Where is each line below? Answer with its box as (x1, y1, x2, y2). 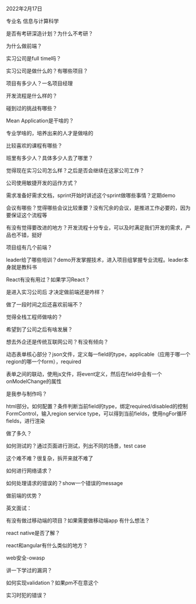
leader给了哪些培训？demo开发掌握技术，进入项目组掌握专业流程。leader (6, 257, 184, 263)
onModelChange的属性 (6, 378, 62, 385)
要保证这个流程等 (6, 211, 47, 219)
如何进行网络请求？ (6, 467, 53, 474)
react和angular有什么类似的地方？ (6, 542, 88, 549)
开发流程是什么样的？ (6, 93, 57, 99)
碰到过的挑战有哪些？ (6, 105, 57, 111)
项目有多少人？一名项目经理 (6, 80, 73, 87)
